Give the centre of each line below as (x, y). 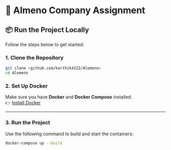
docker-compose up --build (34, 143)
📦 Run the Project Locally (47, 30)
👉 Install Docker (23, 103)
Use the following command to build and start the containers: (69, 134)
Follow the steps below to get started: (45, 44)
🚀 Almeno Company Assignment (75, 10)
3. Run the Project (28, 123)
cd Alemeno (17, 73)
